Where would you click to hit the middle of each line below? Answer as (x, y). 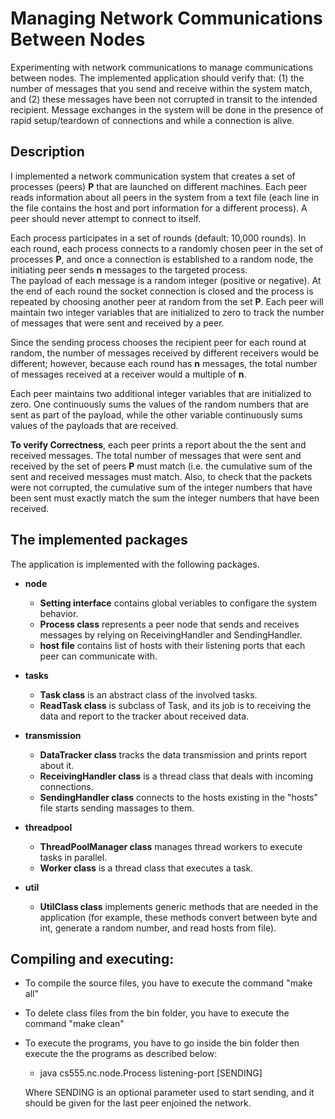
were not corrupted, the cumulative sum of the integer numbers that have (161, 487)
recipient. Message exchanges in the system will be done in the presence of (167, 109)
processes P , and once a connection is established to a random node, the (162, 259)
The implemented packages (99, 540)
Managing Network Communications (166, 18)
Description (47, 152)
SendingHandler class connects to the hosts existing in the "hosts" (179, 797)
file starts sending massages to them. (117, 808)
